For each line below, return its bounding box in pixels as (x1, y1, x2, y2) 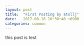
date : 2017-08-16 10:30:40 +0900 (5, 16, 79, 21)
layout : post (5, 7, 32, 12)
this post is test (5, 35, 36, 41)
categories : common (5, 21, 46, 26)
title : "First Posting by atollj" (5, 12, 79, 17)
